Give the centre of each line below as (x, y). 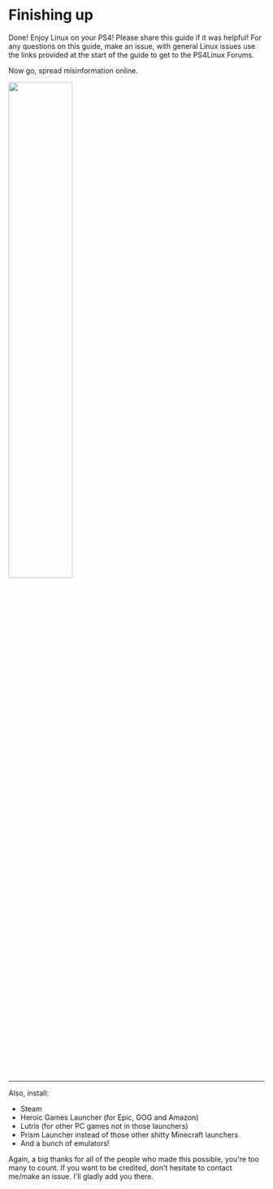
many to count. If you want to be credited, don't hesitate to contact (120, 1167)
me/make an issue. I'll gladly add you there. (81, 1176)
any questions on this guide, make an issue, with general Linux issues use (132, 46)
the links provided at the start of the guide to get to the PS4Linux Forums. (131, 55)
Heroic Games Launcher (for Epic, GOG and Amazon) (109, 1117)
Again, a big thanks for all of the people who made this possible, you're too (134, 1159)
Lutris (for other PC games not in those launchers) (104, 1126)
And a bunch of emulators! (65, 1143)
